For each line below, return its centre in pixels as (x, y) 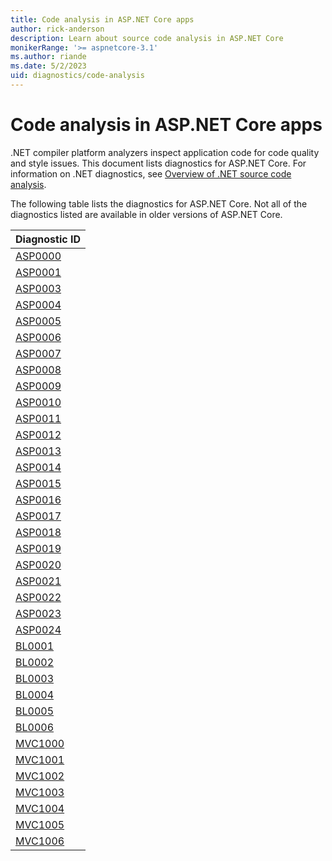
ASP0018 (38, 532)
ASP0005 (38, 321)
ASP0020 (38, 564)
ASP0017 (38, 516)
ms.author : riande (48, 57)
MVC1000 (40, 743)
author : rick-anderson (57, 29)
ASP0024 (38, 629)
